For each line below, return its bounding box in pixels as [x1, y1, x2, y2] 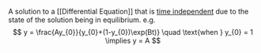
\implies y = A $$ [104, 36, 161, 45]
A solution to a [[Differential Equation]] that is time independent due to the [8, 7, 249, 16]
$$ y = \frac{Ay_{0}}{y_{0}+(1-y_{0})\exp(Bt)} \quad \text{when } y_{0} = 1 [13, 28, 253, 36]
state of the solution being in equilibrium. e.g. [8, 15, 156, 25]
